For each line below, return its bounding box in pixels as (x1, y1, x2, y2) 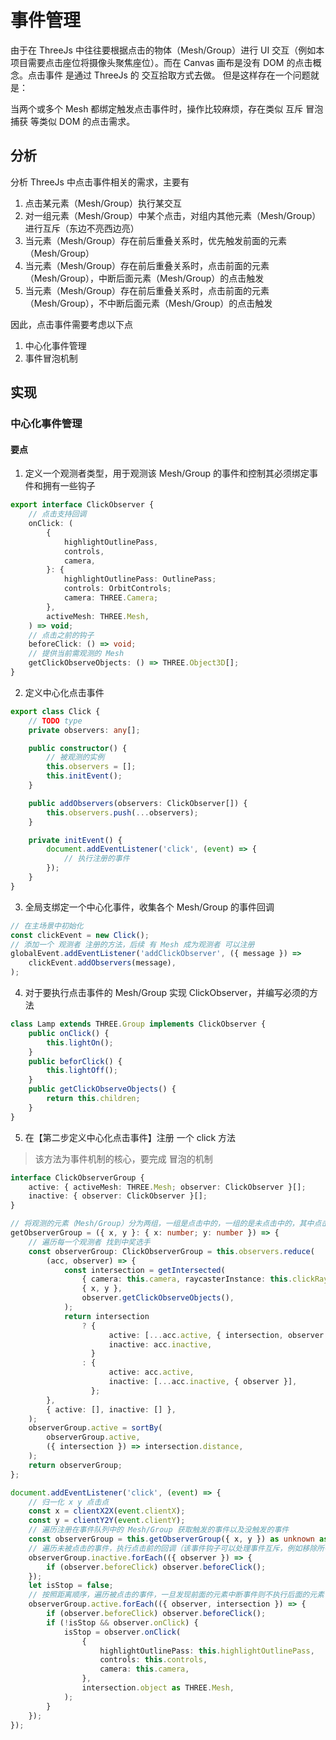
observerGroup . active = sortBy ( (28, 1423, 163, 1433)
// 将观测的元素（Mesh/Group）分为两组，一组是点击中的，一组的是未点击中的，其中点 (10, 1219, 322, 1229)
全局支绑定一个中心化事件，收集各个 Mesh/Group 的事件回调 (24, 901, 275, 913)
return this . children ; (46, 1094, 141, 1104)
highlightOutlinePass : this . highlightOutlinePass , (99, 1646, 315, 1656)
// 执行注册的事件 (63, 854, 130, 864)
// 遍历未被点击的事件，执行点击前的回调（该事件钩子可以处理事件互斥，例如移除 (28, 1543, 318, 1553)
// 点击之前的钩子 (28, 630, 95, 640)
